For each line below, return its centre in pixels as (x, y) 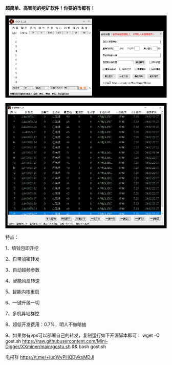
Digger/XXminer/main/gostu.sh (38, 347)
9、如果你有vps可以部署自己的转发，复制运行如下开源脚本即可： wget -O (83, 335)
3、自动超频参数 (23, 270)
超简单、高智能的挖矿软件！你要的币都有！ (50, 8)
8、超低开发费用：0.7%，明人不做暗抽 (46, 324)
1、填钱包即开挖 (22, 248)
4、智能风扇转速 (23, 281)
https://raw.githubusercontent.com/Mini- (65, 341)
